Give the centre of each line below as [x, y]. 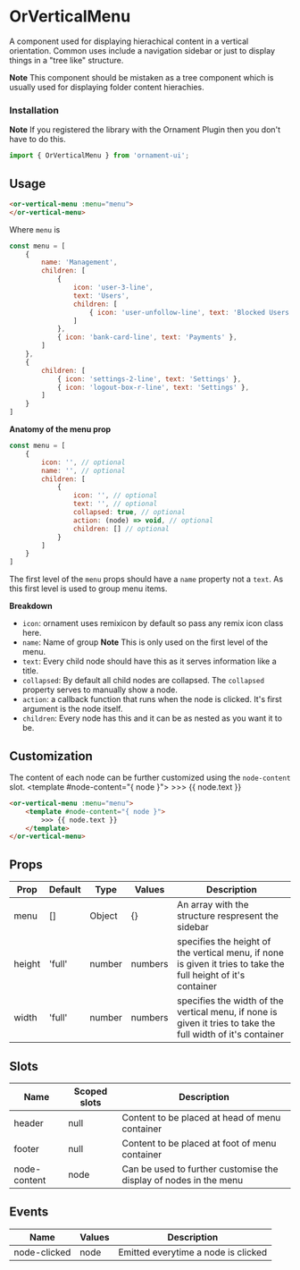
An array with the [213, 905]
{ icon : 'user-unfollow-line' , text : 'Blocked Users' [191, 312]
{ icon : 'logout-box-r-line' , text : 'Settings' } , [153, 387]
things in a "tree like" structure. [67, 60]
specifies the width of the [230, 1001]
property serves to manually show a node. [100, 690]
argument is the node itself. [72, 709]
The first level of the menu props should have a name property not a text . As [146, 580]
